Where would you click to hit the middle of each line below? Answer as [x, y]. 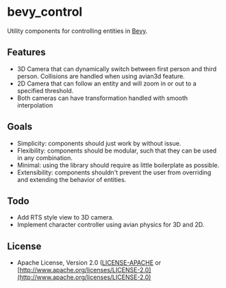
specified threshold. [45, 90]
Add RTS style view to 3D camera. [65, 218]
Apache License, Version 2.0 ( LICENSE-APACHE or [89, 263]
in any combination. [45, 157]
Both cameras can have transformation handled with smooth [102, 98]
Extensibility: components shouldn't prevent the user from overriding [114, 172]
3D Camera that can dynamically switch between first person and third [117, 68]
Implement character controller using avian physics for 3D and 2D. [111, 225]
